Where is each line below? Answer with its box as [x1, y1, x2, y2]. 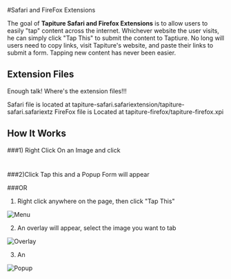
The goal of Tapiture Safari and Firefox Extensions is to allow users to [7, 19, 208, 27]
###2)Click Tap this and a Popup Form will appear [7, 170, 150, 178]
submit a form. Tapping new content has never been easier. [7, 48, 177, 57]
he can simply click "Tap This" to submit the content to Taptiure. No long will [7, 34, 225, 42]
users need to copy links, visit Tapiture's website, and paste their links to [7, 41, 214, 49]
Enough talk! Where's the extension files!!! [7, 86, 128, 95]
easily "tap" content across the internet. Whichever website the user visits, [7, 27, 219, 35]
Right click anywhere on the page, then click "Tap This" [17, 197, 175, 205]
